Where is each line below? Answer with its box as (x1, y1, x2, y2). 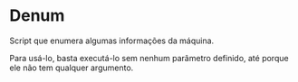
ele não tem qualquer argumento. (9, 62, 134, 73)
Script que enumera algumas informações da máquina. (9, 35, 215, 46)
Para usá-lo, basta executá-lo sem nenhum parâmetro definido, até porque (9, 52, 289, 63)
